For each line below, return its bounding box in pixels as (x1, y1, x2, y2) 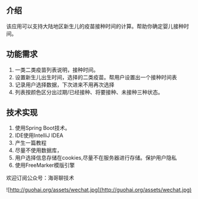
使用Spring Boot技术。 (14, 125, 70, 132)
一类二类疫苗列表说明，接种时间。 (14, 66, 99, 73)
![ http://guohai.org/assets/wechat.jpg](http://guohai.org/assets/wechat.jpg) (6, 186, 192, 194)
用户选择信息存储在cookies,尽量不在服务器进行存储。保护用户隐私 (14, 154, 177, 161)
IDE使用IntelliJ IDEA (14, 132, 64, 139)
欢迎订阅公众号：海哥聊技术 (6, 175, 75, 182)
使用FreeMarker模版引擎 (14, 161, 75, 169)
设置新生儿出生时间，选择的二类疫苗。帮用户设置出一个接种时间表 (14, 73, 177, 80)
